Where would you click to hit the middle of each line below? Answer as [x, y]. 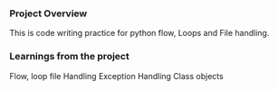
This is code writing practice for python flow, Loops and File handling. [139, 33]
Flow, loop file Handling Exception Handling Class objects [116, 76]
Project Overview [48, 13]
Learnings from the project [69, 57]
